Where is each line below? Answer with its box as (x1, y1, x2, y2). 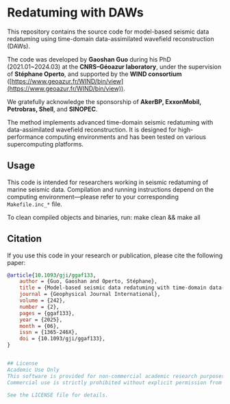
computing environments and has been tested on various (45, 132, 207, 141)
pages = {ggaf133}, (19, 310, 75, 316)
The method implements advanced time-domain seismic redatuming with (7, 118, 214, 126)
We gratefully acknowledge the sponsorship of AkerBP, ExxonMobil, (7, 97, 202, 105)
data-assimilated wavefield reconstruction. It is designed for (7, 125, 177, 134)
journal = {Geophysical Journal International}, (19, 291, 161, 298)
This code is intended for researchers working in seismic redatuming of (7, 178, 209, 186)
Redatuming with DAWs (7, 5, 144, 21)
